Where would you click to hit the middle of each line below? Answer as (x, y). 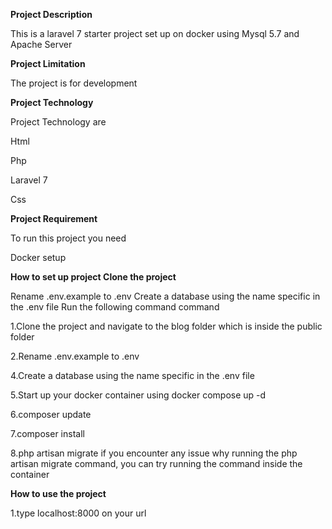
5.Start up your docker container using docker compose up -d (138, 395)
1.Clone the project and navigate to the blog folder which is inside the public (166, 326)
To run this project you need (68, 238)
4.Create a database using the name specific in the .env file (132, 375)
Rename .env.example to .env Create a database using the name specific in (165, 296)
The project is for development (74, 83)
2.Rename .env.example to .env (75, 356)
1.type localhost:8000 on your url (78, 513)
